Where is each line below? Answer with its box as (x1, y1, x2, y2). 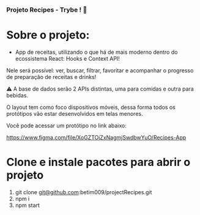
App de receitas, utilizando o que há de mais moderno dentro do (15, 48, 178, 56)
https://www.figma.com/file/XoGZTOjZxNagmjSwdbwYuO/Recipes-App (6, 134, 187, 141)
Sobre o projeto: (6, 28, 90, 42)
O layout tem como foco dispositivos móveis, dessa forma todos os (6, 104, 176, 111)
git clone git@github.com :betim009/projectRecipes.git (15, 188, 152, 195)
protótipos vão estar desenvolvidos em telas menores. (6, 110, 143, 117)
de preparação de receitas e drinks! (6, 73, 97, 80)
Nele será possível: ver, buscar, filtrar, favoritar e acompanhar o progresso (6, 67, 194, 74)
